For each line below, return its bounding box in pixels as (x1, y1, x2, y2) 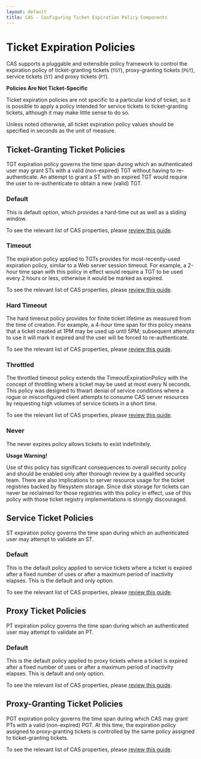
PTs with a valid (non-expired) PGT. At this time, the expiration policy (6, 721, 176, 728)
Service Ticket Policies (6, 513, 94, 524)
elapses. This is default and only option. (6, 669, 105, 677)
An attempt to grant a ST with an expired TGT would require (40, 173, 188, 181)
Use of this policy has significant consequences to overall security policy (6, 463, 187, 471)
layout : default (6, 8, 47, 15)
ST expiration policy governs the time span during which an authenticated (6, 529, 189, 536)
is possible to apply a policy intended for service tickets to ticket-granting (6, 103, 188, 110)
